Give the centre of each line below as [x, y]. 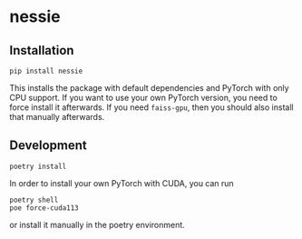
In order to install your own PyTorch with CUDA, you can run [122, 183]
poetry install [38, 166]
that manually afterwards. [57, 117]
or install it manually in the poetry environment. [97, 224]
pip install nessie [46, 71]
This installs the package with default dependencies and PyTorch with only [149, 88]
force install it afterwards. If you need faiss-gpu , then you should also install [151, 107]
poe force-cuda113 [44, 208]
